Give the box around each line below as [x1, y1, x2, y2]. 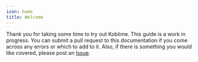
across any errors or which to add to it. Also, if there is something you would [6, 43, 192, 50]
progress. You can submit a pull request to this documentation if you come [6, 37, 188, 44]
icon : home [6, 8, 33, 15]
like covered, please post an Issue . [6, 49, 90, 56]
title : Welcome [6, 14, 44, 20]
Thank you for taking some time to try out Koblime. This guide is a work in [6, 30, 186, 37]
